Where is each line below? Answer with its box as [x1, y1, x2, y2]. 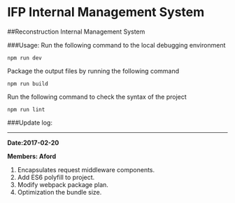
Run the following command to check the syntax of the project [7, 92, 187, 101]
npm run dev [7, 54, 42, 62]
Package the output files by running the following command [7, 66, 180, 75]
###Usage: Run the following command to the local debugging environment [7, 41, 226, 49]
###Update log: [7, 118, 52, 127]
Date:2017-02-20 [7, 138, 59, 147]
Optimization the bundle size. [17, 188, 102, 196]
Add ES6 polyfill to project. [17, 173, 95, 181]
